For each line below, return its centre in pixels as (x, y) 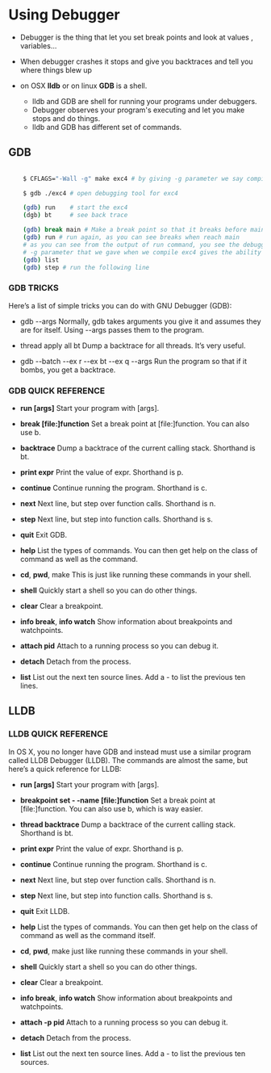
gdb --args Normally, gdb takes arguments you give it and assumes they (140, 321)
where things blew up (56, 69)
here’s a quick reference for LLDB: (65, 769)
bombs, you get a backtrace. (68, 370)
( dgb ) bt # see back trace (75, 216)
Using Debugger (64, 15)
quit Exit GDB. (43, 534)
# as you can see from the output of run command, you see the (131, 245)
